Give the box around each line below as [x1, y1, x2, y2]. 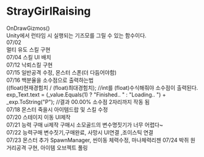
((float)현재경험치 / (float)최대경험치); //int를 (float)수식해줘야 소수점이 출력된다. [6, 84, 199, 91]
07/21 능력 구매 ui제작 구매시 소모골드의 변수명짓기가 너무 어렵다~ [6, 121, 164, 128]
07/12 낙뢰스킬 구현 [6, 61, 53, 68]
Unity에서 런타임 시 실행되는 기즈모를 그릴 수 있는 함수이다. [6, 32, 147, 39]
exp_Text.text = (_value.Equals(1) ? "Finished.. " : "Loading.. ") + [6, 90, 166, 98]
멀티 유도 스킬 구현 [6, 46, 51, 53]
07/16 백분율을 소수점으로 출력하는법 [6, 76, 94, 84]
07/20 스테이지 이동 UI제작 [6, 113, 71, 120]
